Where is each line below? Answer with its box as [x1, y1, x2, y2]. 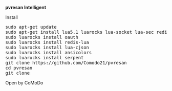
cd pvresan [5, 65, 33, 71]
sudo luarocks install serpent [5, 55, 84, 60]
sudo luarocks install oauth [5, 34, 78, 40]
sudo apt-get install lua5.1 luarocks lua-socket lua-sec [5, 29, 154, 35]
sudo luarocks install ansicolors [5, 50, 92, 55]
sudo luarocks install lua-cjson [5, 44, 90, 50]
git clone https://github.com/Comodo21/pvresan [5, 60, 127, 65]
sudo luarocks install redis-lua [5, 39, 90, 45]
